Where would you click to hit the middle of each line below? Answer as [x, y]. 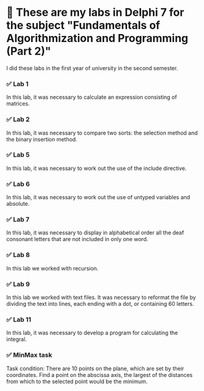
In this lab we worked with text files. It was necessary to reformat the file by [101, 297]
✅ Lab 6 [18, 184]
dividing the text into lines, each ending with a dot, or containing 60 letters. [100, 304]
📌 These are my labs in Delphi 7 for [95, 12]
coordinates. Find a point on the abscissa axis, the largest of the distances [100, 375]
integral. [17, 339]
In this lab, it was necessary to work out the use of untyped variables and [98, 197]
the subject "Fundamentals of [83, 25]
